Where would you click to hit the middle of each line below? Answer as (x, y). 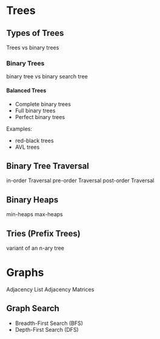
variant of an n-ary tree (35, 248)
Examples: (19, 129)
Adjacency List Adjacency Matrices (50, 289)
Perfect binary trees (40, 117)
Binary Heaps (32, 200)
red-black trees (34, 140)
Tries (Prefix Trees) (43, 234)
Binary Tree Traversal (48, 166)
